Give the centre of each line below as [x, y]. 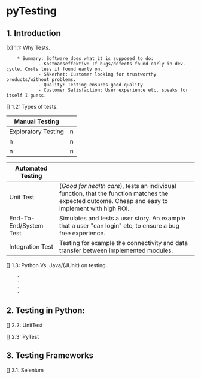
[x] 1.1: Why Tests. [28, 47]
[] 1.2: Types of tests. [32, 107]
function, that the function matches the [114, 193]
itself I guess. [26, 96]
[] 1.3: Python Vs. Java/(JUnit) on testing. [57, 265]
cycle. [14, 69]
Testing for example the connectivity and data [124, 243]
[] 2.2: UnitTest [25, 325]
